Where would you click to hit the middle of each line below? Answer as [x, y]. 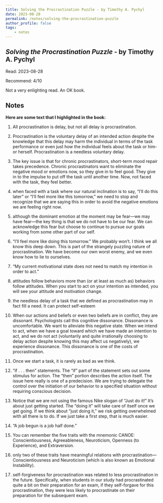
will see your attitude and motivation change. [57, 291]
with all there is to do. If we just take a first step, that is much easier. [80, 416]
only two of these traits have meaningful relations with [67, 455]
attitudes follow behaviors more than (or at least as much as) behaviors [83, 281]
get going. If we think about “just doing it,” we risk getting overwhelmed [84, 411]
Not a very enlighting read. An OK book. [45, 90]
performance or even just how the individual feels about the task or [80, 146]
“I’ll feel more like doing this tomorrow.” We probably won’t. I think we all [85, 241]
